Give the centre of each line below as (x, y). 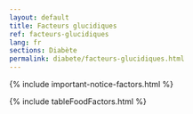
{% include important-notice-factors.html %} (92, 84)
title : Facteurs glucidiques (63, 26)
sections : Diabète (43, 51)
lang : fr (25, 42)
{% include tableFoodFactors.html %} (78, 102)
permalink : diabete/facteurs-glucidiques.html (97, 59)
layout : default (39, 17)
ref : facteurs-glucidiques (59, 34)
